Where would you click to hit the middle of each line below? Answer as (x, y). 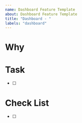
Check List (27, 103)
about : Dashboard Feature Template (41, 14)
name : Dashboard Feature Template (40, 10)
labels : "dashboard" (26, 23)
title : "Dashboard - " (28, 19)
